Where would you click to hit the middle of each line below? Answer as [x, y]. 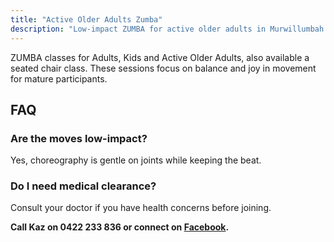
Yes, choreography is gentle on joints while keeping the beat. [136, 160]
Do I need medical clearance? [83, 186]
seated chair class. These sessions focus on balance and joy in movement [163, 68]
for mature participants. [59, 78]
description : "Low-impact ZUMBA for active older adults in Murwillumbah [167, 29]
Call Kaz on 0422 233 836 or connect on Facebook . [120, 227]
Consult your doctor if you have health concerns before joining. [141, 208]
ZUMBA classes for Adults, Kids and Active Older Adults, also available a [160, 57]
